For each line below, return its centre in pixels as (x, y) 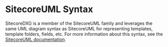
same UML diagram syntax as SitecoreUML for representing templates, (79, 28)
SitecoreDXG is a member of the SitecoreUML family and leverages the (79, 23)
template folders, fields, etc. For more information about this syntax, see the (84, 34)
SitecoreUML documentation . (36, 39)
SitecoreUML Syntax (49, 9)
